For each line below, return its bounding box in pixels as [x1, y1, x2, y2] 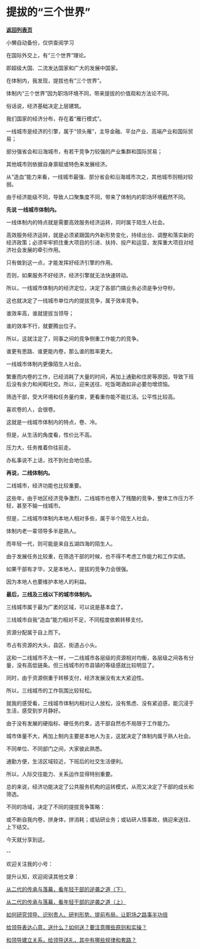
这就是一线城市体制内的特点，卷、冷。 [6, 418, 100, 425]
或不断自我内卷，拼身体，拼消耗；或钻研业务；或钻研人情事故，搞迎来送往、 [6, 815, 194, 823]
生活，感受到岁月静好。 [6, 707, 64, 714]
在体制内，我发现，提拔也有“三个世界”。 [6, 77, 105, 84]
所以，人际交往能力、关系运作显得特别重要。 [6, 770, 116, 777]
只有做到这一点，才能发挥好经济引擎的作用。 [6, 259, 116, 266]
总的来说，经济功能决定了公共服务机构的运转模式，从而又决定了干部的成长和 [6, 783, 194, 790]
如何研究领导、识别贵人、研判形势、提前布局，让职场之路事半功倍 [6, 911, 168, 918]
